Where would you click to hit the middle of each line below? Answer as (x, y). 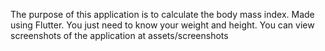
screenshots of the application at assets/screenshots (119, 35)
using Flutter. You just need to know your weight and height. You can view (162, 25)
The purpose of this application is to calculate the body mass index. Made (162, 14)
